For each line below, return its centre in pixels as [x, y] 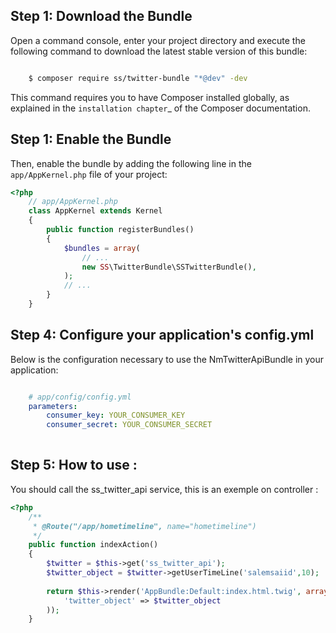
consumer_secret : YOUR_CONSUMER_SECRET [129, 425]
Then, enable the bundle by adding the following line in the [131, 163]
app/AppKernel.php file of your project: [89, 174]
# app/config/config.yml [80, 397]
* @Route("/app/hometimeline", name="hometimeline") [144, 526]
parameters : [53, 406]
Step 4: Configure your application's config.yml [162, 335]
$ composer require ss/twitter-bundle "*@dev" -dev [138, 78]
